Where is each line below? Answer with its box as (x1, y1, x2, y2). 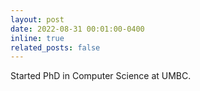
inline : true (10, 33, 65, 43)
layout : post (10, 14, 65, 25)
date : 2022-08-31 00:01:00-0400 (10, 24, 145, 34)
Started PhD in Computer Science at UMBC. (10, 70, 192, 82)
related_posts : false (10, 42, 101, 53)
